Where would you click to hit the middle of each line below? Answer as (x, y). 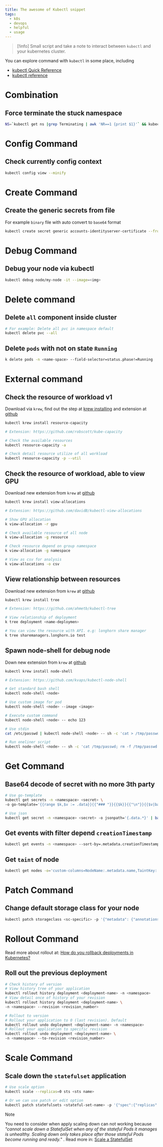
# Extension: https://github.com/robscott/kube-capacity (64, 432)
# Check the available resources (39, 440)
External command (44, 379)
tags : (10, 14)
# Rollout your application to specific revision (56, 1029)
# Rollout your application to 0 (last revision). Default (66, 1020)
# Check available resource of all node (47, 533)
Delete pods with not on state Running (61, 348)
